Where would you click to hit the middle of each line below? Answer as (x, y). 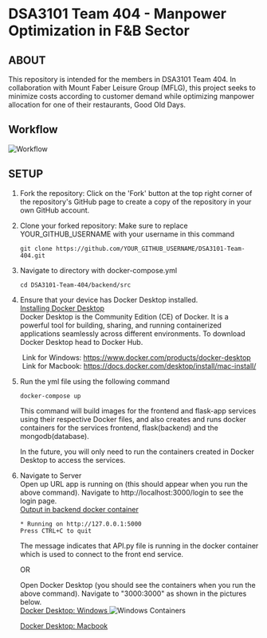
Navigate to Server (51, 476)
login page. (38, 501)
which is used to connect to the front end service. (102, 554)
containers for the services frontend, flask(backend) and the (119, 428)
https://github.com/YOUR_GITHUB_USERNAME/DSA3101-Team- (150, 249)
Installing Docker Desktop (62, 308)
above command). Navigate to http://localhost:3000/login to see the (132, 492)
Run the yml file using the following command (94, 381)
